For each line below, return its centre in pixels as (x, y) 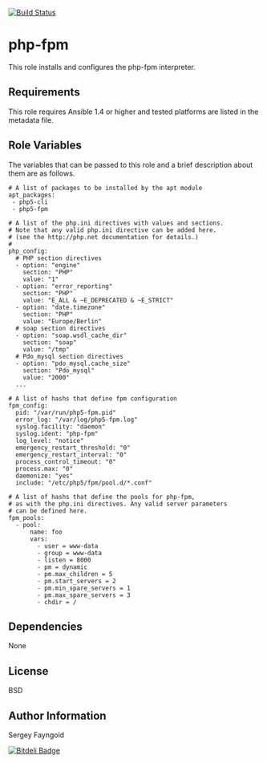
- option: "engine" (48, 265)
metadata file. (31, 120)
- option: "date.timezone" (61, 307)
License (28, 671)
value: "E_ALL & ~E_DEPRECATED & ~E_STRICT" (98, 300)
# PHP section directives (59, 258)
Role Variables (45, 146)
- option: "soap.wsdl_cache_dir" (71, 335)
